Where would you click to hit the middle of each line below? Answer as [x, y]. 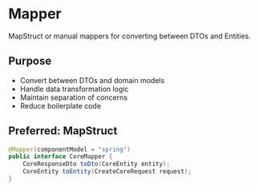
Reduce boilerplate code [61, 105]
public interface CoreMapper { [61, 156]
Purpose [30, 61]
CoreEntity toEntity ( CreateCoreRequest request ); [107, 172]
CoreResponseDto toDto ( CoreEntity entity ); [97, 164]
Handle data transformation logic [74, 89]
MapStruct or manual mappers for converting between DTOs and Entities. [129, 36]
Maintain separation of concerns [74, 97]
